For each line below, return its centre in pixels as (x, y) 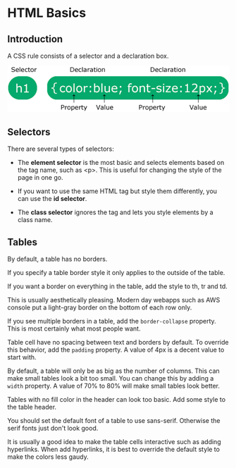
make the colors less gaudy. (48, 457)
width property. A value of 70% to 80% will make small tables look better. (114, 386)
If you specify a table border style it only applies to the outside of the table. (116, 273)
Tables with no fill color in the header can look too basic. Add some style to (117, 400)
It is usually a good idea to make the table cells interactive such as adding (114, 442)
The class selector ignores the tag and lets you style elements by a (115, 212)
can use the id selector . (52, 199)
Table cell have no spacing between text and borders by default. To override (118, 343)
